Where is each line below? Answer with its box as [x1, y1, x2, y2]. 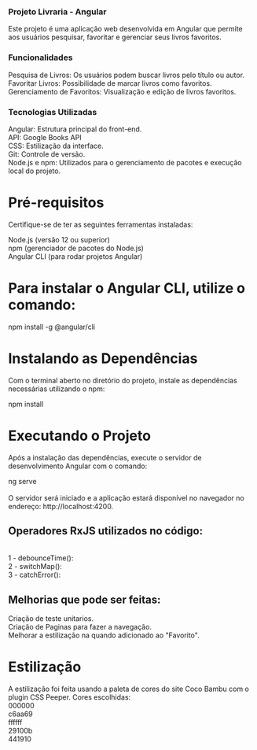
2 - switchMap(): [8, 562, 63, 571]
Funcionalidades [8, 52, 73, 63]
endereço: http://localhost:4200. [8, 501, 114, 511]
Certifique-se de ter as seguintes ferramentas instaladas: [8, 220, 193, 229]
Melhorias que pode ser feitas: [8, 593, 161, 606]
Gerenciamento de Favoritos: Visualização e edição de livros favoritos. [8, 87, 237, 96]
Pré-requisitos [8, 194, 105, 212]
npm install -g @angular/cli [8, 322, 96, 331]
